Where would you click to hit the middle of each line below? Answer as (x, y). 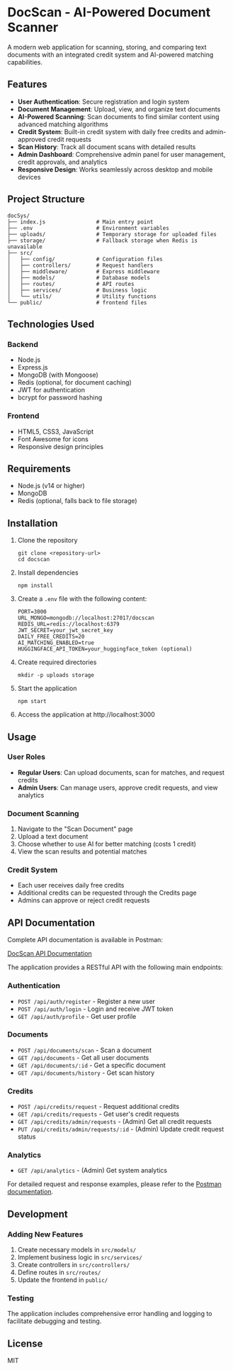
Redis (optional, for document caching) (75, 382)
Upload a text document (53, 836)
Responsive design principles (61, 446)
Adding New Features (45, 1234)
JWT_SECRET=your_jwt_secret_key (65, 631)
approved (32, 139)
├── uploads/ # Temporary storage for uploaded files (112, 234)
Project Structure (46, 199)
